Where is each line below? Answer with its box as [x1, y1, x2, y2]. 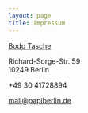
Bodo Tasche [8, 41, 52, 50]
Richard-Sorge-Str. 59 [8, 56, 81, 66]
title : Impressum [8, 19, 66, 27]
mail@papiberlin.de [8, 95, 72, 105]
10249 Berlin [8, 64, 50, 74]
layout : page [8, 11, 52, 20]
